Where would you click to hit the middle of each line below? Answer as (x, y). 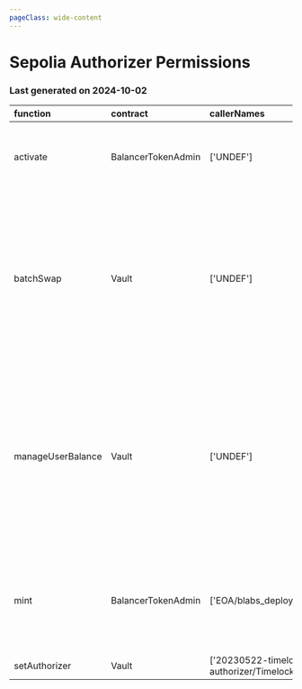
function (32, 113)
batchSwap (38, 278)
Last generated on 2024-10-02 (78, 90)
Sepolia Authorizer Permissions (130, 62)
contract (129, 113)
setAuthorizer (43, 666)
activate (31, 157)
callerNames (237, 113)
